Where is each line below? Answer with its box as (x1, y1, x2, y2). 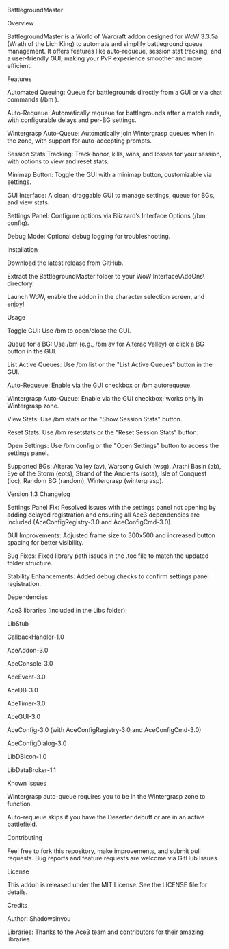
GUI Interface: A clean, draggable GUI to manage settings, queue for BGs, (7, 191, 215, 199)
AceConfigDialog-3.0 (7, 739, 67, 747)
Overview (7, 19, 34, 27)
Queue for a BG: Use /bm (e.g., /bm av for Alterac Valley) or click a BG (7, 340, 205, 348)
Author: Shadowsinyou (7, 915, 71, 922)
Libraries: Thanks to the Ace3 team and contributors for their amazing (7, 928, 204, 936)
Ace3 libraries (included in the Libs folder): (7, 607, 128, 614)
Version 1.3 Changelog (7, 490, 70, 498)
